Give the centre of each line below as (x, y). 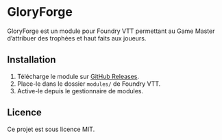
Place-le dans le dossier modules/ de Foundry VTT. (89, 84)
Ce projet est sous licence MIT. (51, 129)
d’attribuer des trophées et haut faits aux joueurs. (77, 38)
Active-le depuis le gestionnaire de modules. (80, 91)
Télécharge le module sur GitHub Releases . (78, 76)
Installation (32, 60)
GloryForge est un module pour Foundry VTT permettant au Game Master (111, 31)
